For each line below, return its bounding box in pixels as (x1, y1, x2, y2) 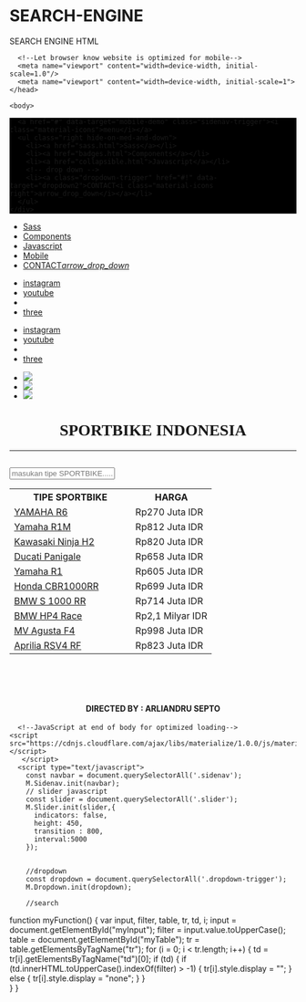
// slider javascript (25, 787, 107, 797)
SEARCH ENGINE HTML (9, 36, 99, 47)
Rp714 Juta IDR (135, 595, 203, 608)
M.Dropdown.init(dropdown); (25, 882, 132, 892)
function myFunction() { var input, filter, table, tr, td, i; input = (9, 914, 237, 926)
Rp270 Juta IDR (135, 506, 203, 518)
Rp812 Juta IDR (135, 521, 203, 534)
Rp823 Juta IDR (135, 640, 203, 652)
